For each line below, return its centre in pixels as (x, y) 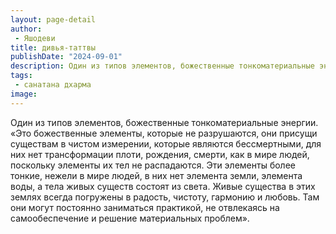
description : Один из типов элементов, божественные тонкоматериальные (162, 66)
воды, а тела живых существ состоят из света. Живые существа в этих (163, 186)
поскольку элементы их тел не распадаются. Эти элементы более (153, 165)
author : (26, 29)
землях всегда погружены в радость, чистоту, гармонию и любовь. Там (165, 197)
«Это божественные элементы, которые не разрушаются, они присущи (164, 133)
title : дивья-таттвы (53, 47)
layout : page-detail (53, 19)
